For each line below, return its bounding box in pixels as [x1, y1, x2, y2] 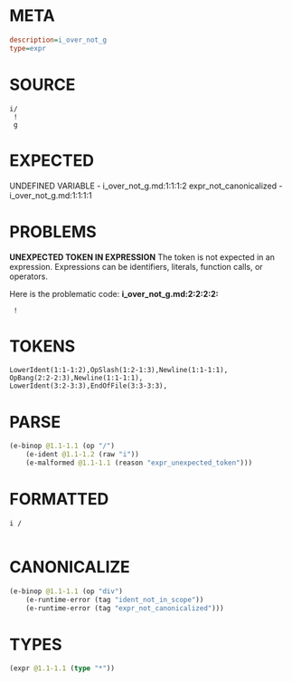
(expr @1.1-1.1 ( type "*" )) [9, 664, 116, 673]
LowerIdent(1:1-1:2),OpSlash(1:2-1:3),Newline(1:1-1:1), [9, 366, 229, 375]
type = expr [9, 43, 47, 53]
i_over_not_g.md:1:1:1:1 [9, 189, 92, 200]
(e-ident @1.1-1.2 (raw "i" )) [25, 450, 140, 459]
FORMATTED [9, 489, 109, 510]
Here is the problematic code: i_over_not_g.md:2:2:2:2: [9, 288, 219, 299]
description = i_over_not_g [9, 35, 107, 44]
